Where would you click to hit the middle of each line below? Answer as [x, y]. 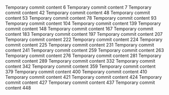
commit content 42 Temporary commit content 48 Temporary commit [78, 13]
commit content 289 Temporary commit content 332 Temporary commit [80, 61]
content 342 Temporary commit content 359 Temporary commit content [80, 66]
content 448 [18, 88]
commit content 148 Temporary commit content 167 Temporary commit [79, 29]
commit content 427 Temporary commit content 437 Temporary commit [80, 82]
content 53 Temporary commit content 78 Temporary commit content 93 [81, 18]
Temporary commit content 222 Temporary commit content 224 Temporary [84, 39]
